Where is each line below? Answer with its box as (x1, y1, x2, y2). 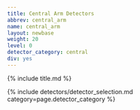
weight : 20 (7, 36, 39, 43)
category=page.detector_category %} (7, 95, 116, 103)
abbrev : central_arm (7, 17, 67, 24)
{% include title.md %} (7, 74, 72, 82)
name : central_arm (7, 23, 60, 30)
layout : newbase (7, 29, 54, 37)
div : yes (7, 55, 33, 62)
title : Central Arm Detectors (7, 10, 95, 17)
